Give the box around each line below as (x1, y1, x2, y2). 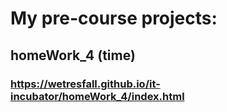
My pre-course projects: (10, 7, 218, 30)
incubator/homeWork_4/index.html (10, 89, 185, 103)
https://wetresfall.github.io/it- (10, 77, 161, 91)
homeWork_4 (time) (10, 47, 136, 64)
